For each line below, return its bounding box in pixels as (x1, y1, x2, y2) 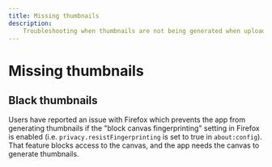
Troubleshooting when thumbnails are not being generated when (23, 27, 241, 35)
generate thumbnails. (8, 149, 79, 159)
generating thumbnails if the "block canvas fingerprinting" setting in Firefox (8, 123, 261, 133)
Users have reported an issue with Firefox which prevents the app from (8, 115, 245, 125)
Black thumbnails (8, 94, 98, 107)
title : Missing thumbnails (8, 11, 100, 20)
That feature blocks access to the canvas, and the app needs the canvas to (8, 140, 260, 150)
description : (8, 19, 53, 27)
